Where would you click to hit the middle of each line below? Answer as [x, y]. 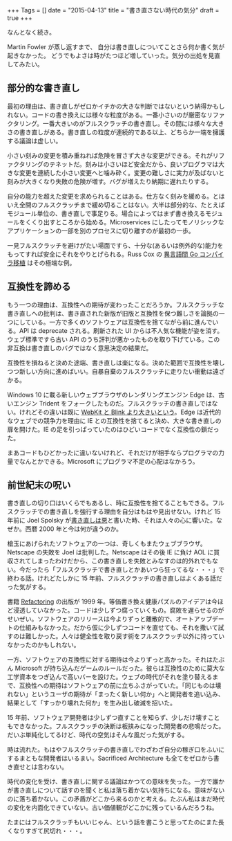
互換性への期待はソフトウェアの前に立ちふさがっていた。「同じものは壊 [120, 686]
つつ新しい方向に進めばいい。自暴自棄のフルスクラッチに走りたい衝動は [110, 371]
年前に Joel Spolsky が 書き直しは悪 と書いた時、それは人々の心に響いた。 [112, 521]
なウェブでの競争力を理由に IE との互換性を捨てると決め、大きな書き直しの [114, 420]
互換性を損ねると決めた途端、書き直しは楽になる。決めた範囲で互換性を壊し [116, 363]
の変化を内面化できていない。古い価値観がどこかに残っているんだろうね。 [113, 808]
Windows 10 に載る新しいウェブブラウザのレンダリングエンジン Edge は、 [113, 395]
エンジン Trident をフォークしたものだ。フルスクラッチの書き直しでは [112, 403]
